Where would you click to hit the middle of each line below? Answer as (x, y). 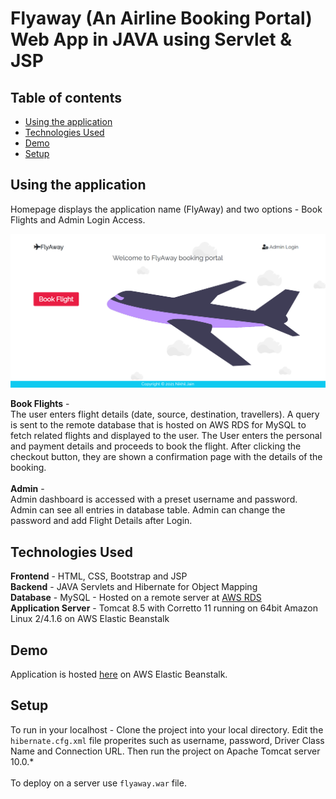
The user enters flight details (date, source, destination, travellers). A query (165, 414)
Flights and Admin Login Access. (78, 219)
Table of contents (66, 97)
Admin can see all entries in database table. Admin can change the (148, 510)
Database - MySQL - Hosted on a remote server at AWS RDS (136, 598)
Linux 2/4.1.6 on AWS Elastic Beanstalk (90, 619)
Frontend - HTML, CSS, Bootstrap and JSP (99, 576)
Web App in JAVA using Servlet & (151, 39)
